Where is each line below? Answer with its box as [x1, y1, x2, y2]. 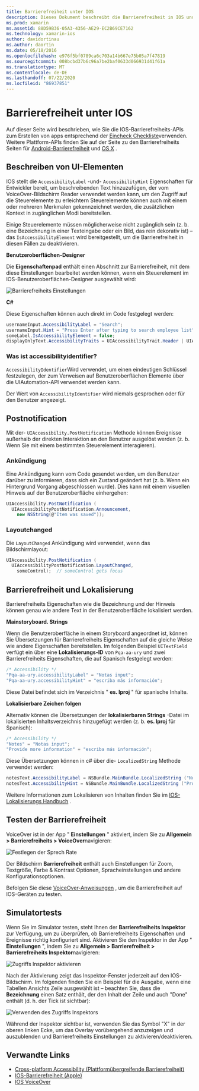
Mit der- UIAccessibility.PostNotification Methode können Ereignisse [6, 429, 182, 436]
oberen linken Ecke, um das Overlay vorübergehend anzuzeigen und [6, 1026, 174, 1033]
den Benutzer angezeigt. [6, 396, 66, 403]
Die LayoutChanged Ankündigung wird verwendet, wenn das [6, 539, 150, 546]
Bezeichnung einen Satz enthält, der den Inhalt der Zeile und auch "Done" [6, 991, 188, 998]
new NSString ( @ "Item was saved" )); [17, 512, 105, 518]
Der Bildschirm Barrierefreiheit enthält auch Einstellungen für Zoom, [6, 860, 174, 867]
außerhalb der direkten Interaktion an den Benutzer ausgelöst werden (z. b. [6, 435, 190, 443]
